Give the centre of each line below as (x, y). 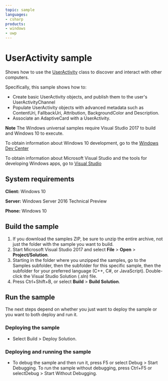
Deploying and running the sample (48, 351)
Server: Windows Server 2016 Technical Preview (56, 201)
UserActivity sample (49, 58)
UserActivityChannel (34, 102)
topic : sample (20, 10)
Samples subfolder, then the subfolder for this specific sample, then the (87, 265)
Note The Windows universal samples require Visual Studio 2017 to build (80, 128)
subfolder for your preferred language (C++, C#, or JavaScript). (78, 271)
